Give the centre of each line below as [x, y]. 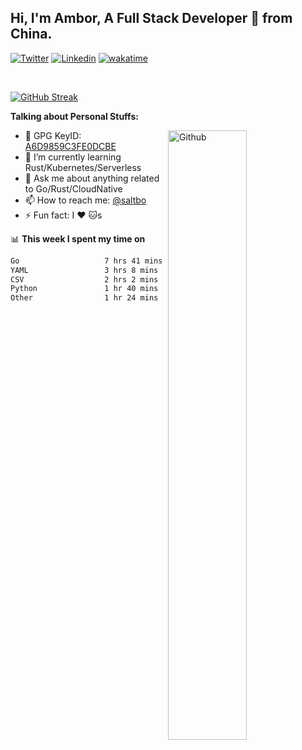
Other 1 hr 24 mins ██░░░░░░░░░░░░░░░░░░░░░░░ [149, 298]
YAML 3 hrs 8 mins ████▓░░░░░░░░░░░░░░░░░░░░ [149, 270]
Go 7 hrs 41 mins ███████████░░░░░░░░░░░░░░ [149, 261]
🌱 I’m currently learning [73, 157]
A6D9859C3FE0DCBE [70, 146]
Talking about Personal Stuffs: [74, 116]
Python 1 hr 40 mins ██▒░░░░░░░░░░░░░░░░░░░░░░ [149, 289]
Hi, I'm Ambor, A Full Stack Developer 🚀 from [151, 18]
